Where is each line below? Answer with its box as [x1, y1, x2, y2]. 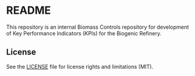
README [6, 4, 51, 17]
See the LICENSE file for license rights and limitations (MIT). [6, 63, 154, 70]
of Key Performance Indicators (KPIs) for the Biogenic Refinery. [6, 29, 162, 37]
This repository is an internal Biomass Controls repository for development [6, 23, 189, 31]
